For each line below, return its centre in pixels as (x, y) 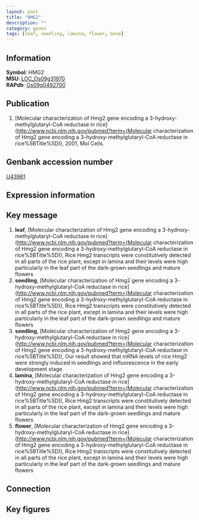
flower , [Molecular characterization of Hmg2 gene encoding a (91, 426)
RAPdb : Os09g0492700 (36, 85)
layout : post (22, 12)
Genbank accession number (60, 162)
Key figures (28, 509)
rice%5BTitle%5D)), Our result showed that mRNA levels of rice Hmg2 (101, 356)
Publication (28, 104)
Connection (28, 489)
